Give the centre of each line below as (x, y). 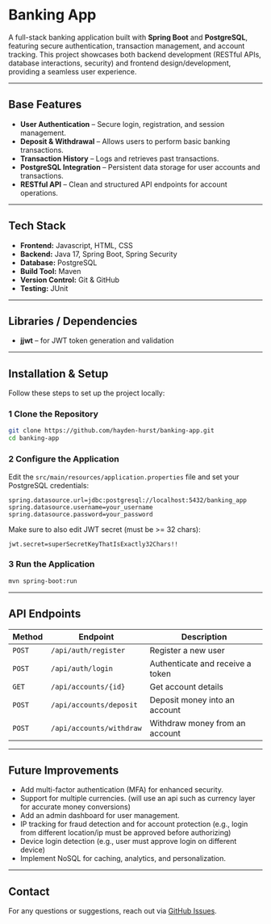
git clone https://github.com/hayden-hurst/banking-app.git (112, 431)
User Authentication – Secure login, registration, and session (122, 124)
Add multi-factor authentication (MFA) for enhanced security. (122, 790)
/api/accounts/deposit (95, 705)
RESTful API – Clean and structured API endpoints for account (123, 184)
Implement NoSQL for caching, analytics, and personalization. (123, 859)
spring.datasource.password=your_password (81, 514)
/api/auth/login (82, 668)
